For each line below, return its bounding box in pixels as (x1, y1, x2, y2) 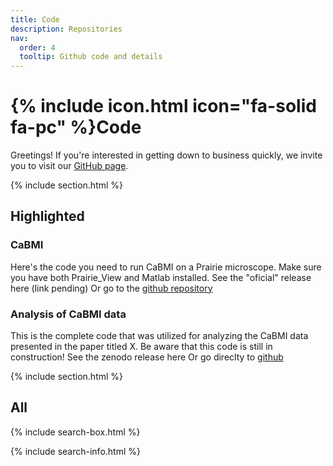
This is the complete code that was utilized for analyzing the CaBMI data (10, 330, 309, 342)
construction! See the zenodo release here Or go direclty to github (10, 351, 284, 363)
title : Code (10, 14, 60, 25)
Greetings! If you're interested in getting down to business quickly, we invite (10, 149, 323, 161)
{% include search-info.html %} (10, 445, 141, 457)
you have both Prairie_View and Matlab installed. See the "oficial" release (10, 271, 312, 283)
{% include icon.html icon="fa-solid (10, 95, 317, 118)
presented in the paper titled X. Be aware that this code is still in (10, 341, 273, 353)
